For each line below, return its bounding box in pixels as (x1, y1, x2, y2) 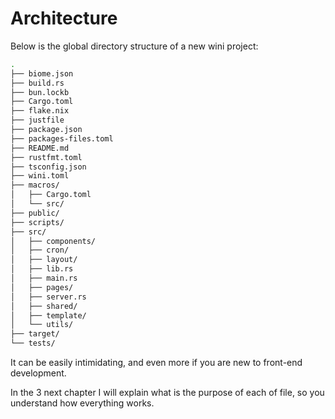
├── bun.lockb (10, 87, 70, 97)
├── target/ (10, 329, 60, 339)
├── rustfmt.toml (10, 152, 83, 162)
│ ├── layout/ (10, 255, 78, 265)
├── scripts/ (10, 217, 65, 227)
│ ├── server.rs (10, 292, 87, 302)
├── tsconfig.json (10, 162, 87, 172)
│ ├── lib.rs (10, 264, 74, 274)
